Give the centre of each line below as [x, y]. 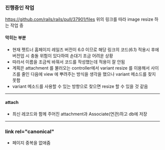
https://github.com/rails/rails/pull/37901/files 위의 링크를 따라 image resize [79, 19]
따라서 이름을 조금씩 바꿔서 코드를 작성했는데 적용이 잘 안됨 [69, 62]
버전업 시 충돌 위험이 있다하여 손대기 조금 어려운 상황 [63, 55]
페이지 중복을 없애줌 [31, 143]
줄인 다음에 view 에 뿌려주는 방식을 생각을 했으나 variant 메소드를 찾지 [89, 74]
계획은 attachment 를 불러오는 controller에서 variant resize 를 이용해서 [81, 68]
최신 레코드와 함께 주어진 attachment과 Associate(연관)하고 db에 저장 [80, 114]
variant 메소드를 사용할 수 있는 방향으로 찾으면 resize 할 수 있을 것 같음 [80, 86]
